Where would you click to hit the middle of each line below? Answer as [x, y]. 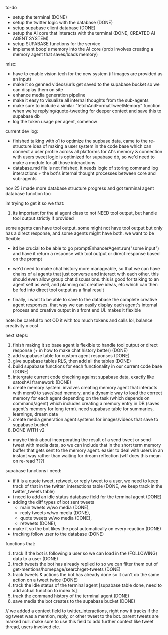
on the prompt [27, 259]
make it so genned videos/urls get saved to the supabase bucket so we [86, 84]
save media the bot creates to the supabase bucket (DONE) [74, 601]
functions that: [20, 543]
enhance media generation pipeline [49, 95]
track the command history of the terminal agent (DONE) [71, 596]
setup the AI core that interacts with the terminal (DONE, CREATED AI [84, 33]
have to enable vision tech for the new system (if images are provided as [88, 74]
